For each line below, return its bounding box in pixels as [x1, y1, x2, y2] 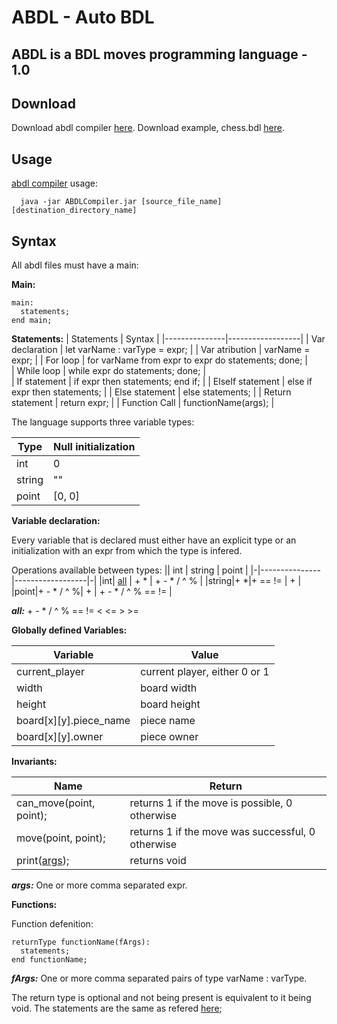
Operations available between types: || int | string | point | [11, 564, 249, 576]
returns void [129, 854, 187, 868]
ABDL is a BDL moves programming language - [11, 46, 308, 63]
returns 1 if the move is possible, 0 [129, 796, 293, 810]
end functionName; [11, 955, 88, 965]
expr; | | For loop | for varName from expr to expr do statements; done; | [11, 354, 309, 366]
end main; [11, 316, 53, 326]
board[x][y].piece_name [16, 714, 131, 728]
